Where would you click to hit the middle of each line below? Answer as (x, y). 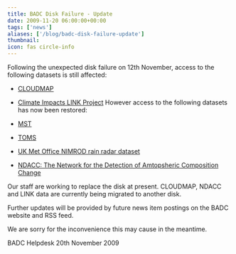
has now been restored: (52, 110)
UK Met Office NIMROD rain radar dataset (79, 151)
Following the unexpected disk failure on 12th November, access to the (111, 67)
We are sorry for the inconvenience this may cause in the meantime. (107, 229)
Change (29, 173)
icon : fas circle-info (41, 47)
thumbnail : (23, 41)
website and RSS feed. (41, 215)
